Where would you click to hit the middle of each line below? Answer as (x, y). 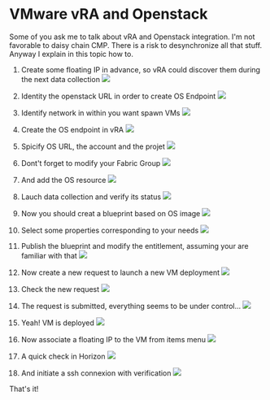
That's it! (24, 389)
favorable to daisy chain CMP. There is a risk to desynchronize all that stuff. (136, 45)
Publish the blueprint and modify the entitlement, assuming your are (135, 246)
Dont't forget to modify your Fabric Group (91, 163)
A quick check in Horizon (63, 356)
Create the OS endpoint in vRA (72, 129)
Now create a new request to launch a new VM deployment (120, 272)
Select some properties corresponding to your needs (110, 230)
